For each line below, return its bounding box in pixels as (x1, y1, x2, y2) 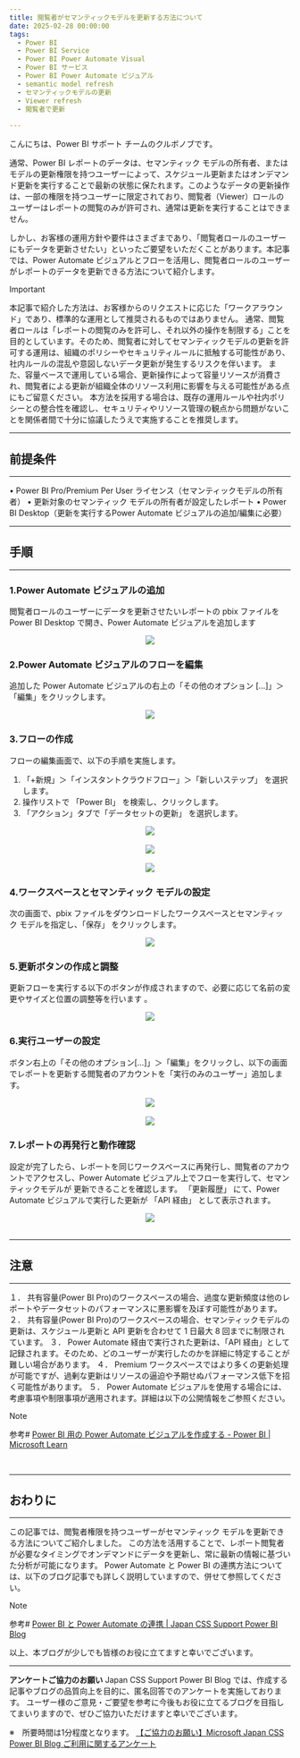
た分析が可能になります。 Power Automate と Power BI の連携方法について (9, 1560, 283, 1571)
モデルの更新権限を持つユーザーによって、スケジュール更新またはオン (9, 169, 266, 180)
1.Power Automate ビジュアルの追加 (9, 583, 165, 596)
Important (9, 284, 46, 295)
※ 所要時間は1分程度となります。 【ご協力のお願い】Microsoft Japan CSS (9, 1728, 285, 1738)
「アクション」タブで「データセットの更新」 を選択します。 (21, 807, 243, 819)
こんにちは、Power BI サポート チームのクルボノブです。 (9, 139, 218, 149)
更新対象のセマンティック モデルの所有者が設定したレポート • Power (33, 496, 287, 506)
